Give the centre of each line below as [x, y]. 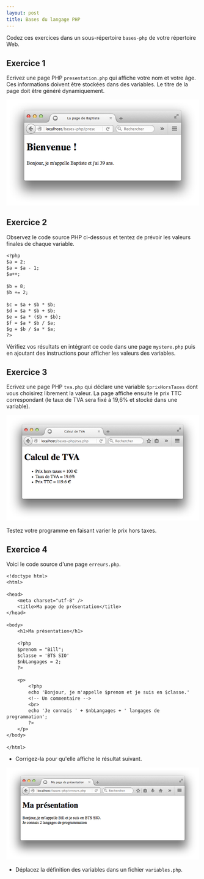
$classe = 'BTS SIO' [43, 656]
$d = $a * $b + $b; [31, 311]
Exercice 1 [26, 63]
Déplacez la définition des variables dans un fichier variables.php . [99, 870]
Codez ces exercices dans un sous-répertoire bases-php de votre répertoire [101, 37]
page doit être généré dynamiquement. [56, 91]
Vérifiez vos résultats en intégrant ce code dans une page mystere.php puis [101, 346]
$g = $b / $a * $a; [31, 329]
